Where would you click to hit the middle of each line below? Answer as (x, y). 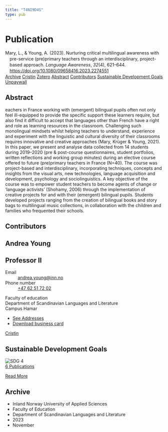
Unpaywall (16, 82)
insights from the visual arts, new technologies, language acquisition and (80, 173)
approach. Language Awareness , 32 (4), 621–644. (74, 65)
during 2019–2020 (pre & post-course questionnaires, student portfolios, (80, 152)
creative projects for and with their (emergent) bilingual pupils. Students (79, 194)
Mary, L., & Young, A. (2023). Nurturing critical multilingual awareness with (82, 53)
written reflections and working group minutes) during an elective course (80, 157)
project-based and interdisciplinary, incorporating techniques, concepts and (84, 168)
